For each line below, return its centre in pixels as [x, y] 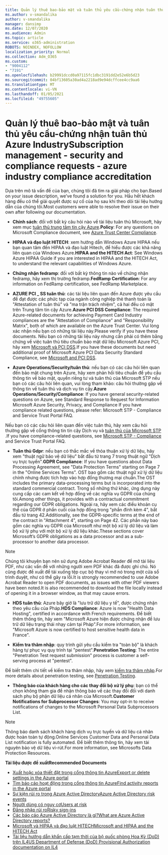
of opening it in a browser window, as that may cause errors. [67, 593]
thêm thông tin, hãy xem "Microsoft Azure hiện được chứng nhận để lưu [86, 619]
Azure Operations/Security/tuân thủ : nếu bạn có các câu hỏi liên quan [86, 368]
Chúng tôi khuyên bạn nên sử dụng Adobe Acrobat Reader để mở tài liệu [80, 561]
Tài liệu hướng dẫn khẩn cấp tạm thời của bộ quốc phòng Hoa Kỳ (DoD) [86, 836]
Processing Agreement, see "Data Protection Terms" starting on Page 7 [86, 467]
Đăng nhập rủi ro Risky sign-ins [44, 810]
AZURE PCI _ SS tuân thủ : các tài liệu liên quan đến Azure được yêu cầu [86, 294]
